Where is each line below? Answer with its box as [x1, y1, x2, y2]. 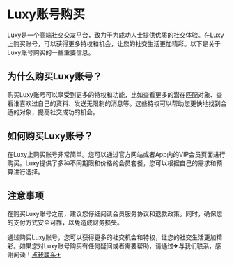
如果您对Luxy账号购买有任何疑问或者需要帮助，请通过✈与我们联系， [19, 242, 216, 250]
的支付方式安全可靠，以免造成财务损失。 [7, 218, 123, 227]
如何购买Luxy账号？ [7, 130, 93, 142]
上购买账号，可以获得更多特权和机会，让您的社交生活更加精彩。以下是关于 [7, 39, 221, 47]
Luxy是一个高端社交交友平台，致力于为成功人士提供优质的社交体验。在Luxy [7, 31, 224, 39]
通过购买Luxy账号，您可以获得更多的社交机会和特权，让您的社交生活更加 [7, 233, 217, 241]
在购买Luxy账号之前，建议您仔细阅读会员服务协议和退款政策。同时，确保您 [7, 210, 223, 218]
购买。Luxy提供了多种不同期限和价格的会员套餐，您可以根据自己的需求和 [7, 158, 217, 167]
